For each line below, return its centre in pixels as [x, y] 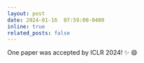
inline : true [26, 26]
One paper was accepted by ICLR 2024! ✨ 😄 [72, 53]
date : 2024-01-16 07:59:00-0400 [56, 20]
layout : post [26, 13]
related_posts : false [39, 33]
